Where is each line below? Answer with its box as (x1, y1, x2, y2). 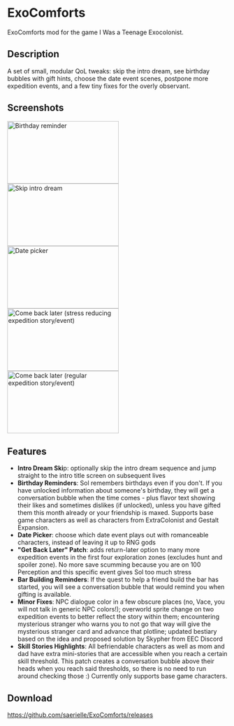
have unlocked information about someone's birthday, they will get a (17, 486, 214, 495)
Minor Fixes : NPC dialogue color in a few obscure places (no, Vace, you (17, 597, 226, 606)
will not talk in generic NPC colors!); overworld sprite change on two (17, 605, 214, 614)
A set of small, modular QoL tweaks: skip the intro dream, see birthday (7, 66, 210, 75)
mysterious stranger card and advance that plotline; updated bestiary (17, 627, 217, 636)
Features (7, 445, 47, 457)
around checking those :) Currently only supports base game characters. (17, 672, 228, 681)
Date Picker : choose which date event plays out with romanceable (17, 531, 209, 539)
